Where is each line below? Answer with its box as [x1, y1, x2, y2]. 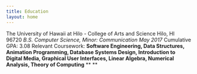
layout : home [6, 14, 38, 20]
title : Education [6, 8, 49, 15]
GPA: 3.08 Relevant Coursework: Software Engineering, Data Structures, [6, 42, 185, 50]
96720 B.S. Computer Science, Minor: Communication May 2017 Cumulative [6, 36, 192, 43]
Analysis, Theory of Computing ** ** [6, 61, 98, 68]
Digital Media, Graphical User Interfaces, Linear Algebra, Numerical [6, 55, 175, 62]
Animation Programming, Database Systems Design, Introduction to [6, 48, 176, 55]
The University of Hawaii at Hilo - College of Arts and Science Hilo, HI [6, 30, 175, 37]
